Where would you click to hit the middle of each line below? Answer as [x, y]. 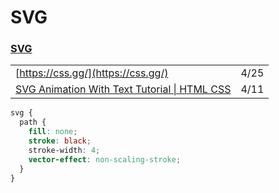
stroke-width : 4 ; [64, 150]
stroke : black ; [60, 141]
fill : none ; [53, 132]
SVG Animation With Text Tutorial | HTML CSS [123, 89]
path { [33, 122]
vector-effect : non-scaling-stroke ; [105, 159]
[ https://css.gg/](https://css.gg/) [92, 73]
